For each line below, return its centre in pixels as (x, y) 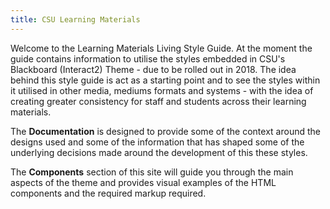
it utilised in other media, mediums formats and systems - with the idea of (162, 90)
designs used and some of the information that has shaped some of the (157, 142)
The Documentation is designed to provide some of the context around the (165, 131)
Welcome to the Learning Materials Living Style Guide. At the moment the (161, 48)
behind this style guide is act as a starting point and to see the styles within (165, 80)
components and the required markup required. (108, 193)
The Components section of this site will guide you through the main (152, 172)
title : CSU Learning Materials (75, 19)
